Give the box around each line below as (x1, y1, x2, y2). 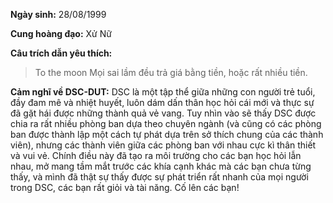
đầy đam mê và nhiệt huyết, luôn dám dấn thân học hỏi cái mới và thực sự (10, 97, 315, 108)
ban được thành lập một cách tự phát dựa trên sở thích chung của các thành (10, 129, 324, 140)
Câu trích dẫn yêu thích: (10, 47, 113, 59)
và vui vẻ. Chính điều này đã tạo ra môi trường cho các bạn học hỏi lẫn (10, 150, 302, 161)
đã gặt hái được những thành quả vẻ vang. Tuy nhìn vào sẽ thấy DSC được (10, 107, 317, 119)
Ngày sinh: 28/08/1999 (10, 9, 107, 20)
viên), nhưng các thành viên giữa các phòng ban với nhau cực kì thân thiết (10, 139, 317, 151)
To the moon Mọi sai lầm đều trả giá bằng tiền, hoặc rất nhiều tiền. (34, 67, 308, 78)
